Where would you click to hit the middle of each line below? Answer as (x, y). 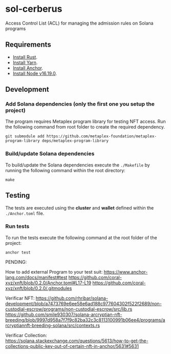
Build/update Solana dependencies (50, 154)
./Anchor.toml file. (25, 213)
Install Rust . (25, 57)
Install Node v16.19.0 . (35, 73)
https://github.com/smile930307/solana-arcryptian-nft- (64, 314)
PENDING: (16, 262)
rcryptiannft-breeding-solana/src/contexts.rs (53, 325)
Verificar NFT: (20, 298)
